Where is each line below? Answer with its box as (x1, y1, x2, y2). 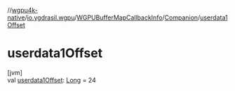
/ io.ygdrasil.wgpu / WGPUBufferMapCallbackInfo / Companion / (24, 13, 201, 22)
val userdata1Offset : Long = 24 (7, 76, 96, 84)
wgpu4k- (11, 6, 39, 14)
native (7, 13, 25, 22)
